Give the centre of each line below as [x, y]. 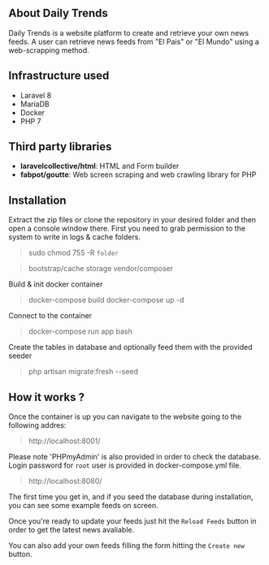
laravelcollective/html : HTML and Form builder [100, 166]
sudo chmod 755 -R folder [74, 253]
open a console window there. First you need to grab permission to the [127, 229]
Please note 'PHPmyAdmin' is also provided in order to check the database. [135, 457]
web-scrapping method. [49, 50]
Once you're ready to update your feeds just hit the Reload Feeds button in [133, 521]
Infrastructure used [59, 76]
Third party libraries [60, 147]
